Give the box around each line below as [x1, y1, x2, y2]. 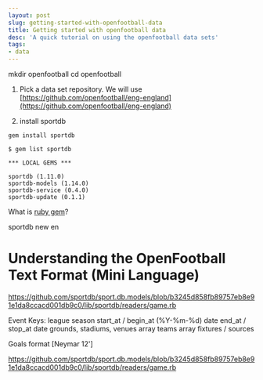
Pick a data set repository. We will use [19, 85, 142, 94]
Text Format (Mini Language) [8, 266, 200, 284]
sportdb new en [8, 223, 59, 231]
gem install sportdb [8, 132, 76, 139]
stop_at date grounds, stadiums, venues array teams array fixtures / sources [8, 324, 254, 333]
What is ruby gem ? [8, 207, 69, 216]
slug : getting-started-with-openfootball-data [8, 19, 163, 27]
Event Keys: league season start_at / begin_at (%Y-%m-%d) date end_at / [8, 315, 247, 325]
